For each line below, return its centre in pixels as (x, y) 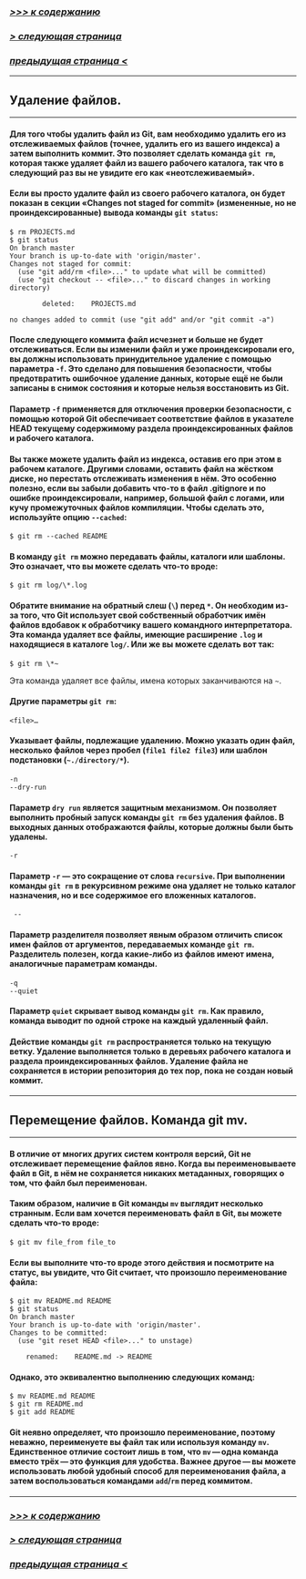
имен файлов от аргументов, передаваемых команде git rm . (132, 944)
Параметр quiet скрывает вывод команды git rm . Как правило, (137, 1011)
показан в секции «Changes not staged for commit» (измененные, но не (153, 203)
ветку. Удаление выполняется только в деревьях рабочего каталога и (150, 1051)
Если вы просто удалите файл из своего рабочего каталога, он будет (148, 193)
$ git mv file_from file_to (63, 1242)
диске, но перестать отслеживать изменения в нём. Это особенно (143, 478)
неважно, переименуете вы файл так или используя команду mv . (139, 1441)
